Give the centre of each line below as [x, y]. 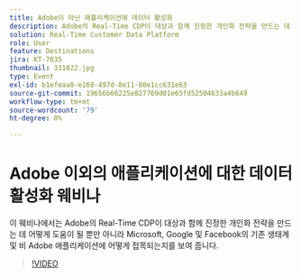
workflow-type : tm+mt [50, 102]
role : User [30, 43]
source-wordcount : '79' [54, 110]
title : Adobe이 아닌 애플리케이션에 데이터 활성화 [91, 18]
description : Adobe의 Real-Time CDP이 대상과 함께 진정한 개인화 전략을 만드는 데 [150, 26]
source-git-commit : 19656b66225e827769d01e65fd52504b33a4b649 [128, 93]
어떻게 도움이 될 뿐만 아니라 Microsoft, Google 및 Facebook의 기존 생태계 [159, 235]
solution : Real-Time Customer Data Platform [94, 34]
